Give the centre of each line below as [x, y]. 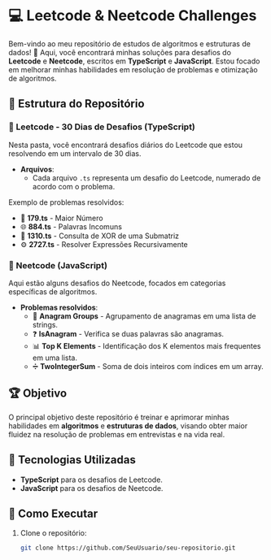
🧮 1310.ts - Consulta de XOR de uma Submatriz [100, 236]
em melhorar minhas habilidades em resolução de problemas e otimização [133, 69]
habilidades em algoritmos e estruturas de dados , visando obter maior [128, 425]
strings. [45, 324]
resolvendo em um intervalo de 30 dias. [75, 153]
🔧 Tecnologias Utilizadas [72, 460]
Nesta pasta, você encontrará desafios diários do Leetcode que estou [125, 145]
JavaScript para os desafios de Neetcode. [92, 488]
